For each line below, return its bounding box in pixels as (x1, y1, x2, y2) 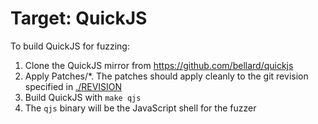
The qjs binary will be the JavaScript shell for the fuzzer (24, 102, 257, 114)
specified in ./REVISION (24, 80, 123, 92)
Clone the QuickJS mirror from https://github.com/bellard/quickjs (24, 59, 294, 71)
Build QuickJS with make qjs (24, 91, 142, 103)
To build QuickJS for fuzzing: (10, 40, 130, 52)
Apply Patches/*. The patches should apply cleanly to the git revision (24, 70, 309, 82)
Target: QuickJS (10, 7, 148, 30)
